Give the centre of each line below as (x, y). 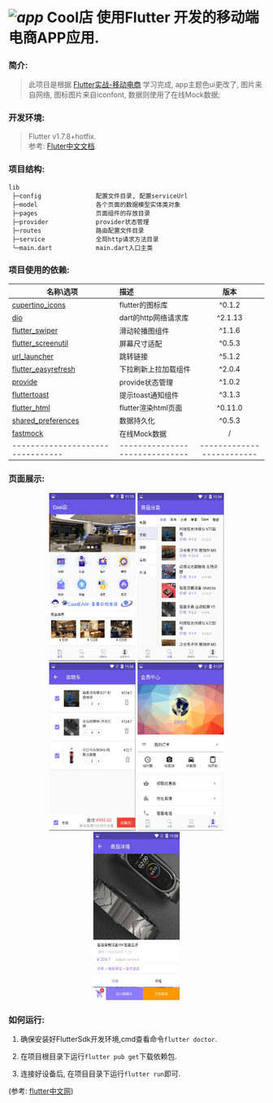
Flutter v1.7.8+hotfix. (62, 136)
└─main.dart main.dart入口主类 (82, 248)
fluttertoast (30, 395)
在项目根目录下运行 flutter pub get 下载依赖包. (98, 1056)
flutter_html (31, 407)
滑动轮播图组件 (144, 331)
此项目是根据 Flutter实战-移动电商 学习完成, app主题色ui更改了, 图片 (142, 85)
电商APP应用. (54, 38)
